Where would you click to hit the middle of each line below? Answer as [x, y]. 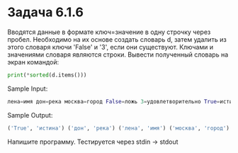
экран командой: [33, 62]
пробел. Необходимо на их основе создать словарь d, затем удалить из [117, 39]
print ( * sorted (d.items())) [47, 75]
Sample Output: [30, 115]
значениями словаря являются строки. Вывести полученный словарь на [118, 55]
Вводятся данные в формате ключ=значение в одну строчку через [109, 32]
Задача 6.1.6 [45, 12]
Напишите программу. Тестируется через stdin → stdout [93, 142]
